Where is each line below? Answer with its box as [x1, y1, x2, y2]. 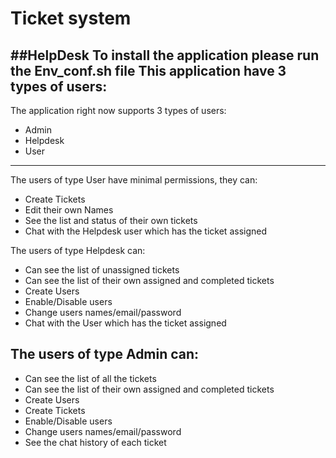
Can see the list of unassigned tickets [24, 264, 180, 276]
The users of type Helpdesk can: [10, 245, 146, 256]
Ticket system [10, 7, 132, 30]
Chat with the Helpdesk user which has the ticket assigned [24, 225, 267, 237]
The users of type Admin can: [10, 346, 200, 363]
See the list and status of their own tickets [24, 215, 198, 226]
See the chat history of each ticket [24, 436, 167, 448]
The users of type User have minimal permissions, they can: [10, 174, 258, 186]
